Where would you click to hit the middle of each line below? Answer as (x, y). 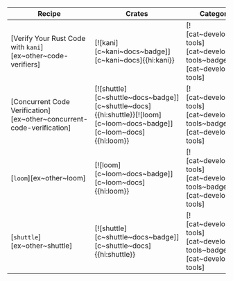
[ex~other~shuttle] (42, 246)
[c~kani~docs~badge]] (133, 51)
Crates (137, 14)
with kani (26, 47)
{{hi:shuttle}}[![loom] (128, 115)
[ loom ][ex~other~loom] (48, 178)
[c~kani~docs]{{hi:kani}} (135, 60)
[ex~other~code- (40, 56)
